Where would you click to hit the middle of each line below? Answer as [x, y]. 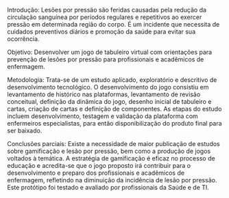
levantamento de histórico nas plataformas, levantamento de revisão [104, 94]
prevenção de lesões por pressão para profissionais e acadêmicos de [106, 59]
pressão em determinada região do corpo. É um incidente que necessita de [113, 24]
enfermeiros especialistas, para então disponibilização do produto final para [114, 123]
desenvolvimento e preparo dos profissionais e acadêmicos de [96, 173]
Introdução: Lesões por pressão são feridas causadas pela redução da [107, 10]
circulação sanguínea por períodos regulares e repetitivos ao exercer [105, 17]
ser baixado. [25, 130]
